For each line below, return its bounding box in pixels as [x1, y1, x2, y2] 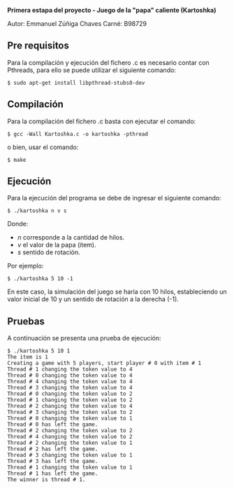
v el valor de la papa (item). [17, 241, 96, 249]
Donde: [7, 220, 29, 228]
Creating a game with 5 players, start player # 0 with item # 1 [7, 360, 201, 367]
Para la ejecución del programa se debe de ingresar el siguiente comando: [7, 194, 221, 202]
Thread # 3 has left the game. [7, 458, 98, 465]
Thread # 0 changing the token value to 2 [7, 390, 133, 398]
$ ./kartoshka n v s [7, 207, 68, 214]
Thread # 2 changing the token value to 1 [7, 439, 133, 447]
